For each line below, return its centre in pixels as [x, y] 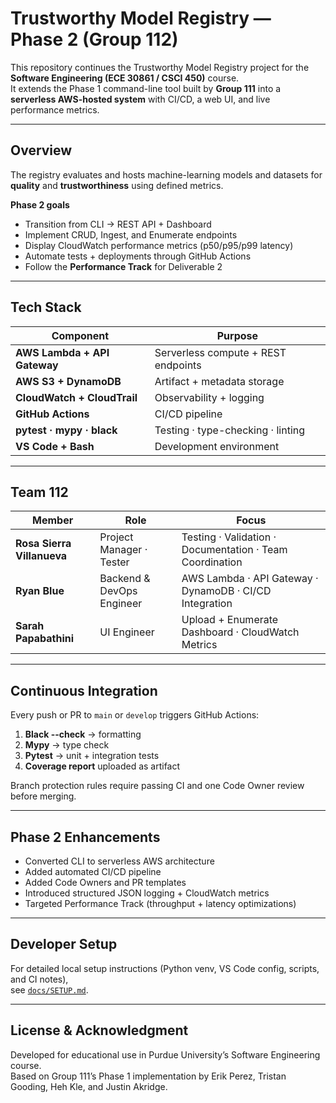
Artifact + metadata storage [219, 381]
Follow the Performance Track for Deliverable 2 [123, 266]
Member [53, 520]
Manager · [123, 550]
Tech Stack [46, 307]
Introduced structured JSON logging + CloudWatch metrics [147, 893]
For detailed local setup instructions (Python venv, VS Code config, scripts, [165, 968]
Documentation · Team [234, 550]
